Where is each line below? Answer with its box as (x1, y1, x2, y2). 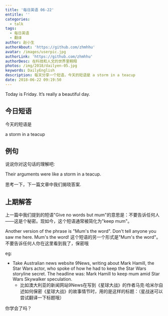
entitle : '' (5, 12, 30, 17)
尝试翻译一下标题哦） (20, 294, 64, 301)
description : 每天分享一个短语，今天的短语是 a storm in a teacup (5, 73, 135, 78)
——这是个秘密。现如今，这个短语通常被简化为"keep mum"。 (5, 218, 132, 224)
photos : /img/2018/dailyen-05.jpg (5, 63, 78, 68)
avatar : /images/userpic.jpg (5, 49, 66, 54)
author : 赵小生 (5, 40, 35, 45)
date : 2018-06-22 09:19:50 (5, 77, 62, 82)
